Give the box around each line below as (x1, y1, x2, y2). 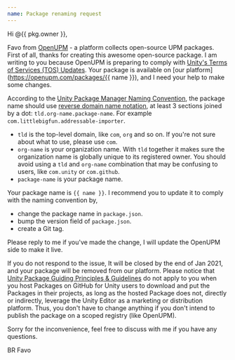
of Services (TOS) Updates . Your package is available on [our (7, 65, 185, 74)
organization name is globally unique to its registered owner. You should (17, 152, 226, 161)
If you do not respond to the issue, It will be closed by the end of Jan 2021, (7, 259, 223, 267)
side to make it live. (7, 245, 63, 253)
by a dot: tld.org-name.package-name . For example (7, 109, 152, 117)
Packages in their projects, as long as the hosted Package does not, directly (7, 288, 227, 297)
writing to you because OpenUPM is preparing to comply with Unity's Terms (7, 58, 228, 67)
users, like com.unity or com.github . (17, 167, 121, 175)
